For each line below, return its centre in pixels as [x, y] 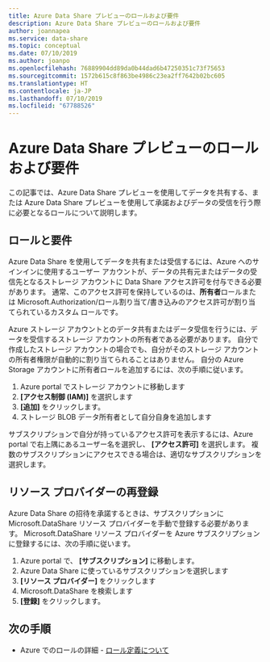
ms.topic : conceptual [45, 46]
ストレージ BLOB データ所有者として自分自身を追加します [116, 417]
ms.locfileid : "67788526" [52, 106]
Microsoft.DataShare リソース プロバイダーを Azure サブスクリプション [142, 533]
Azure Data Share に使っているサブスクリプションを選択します [124, 571]
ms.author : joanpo [39, 61]
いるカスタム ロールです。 [79, 312]
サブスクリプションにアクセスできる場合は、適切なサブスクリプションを [142, 454]
